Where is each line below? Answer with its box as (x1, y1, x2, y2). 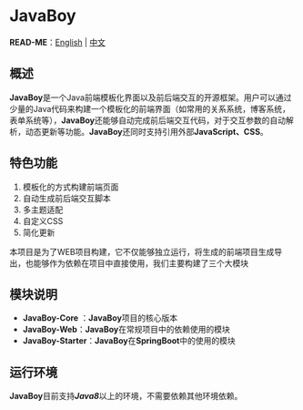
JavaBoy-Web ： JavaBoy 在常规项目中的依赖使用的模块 (22, 324, 230, 335)
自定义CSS (22, 215, 64, 226)
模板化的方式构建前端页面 (22, 181, 119, 192)
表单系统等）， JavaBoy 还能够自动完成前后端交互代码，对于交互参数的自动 (9, 115, 287, 126)
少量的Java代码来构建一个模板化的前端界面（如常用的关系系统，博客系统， (9, 103, 291, 114)
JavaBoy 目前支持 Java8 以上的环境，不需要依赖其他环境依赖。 (9, 391, 243, 402)
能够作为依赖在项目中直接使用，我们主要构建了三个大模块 (33, 257, 248, 269)
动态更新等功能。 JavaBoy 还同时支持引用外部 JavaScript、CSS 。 (25, 126, 268, 137)
